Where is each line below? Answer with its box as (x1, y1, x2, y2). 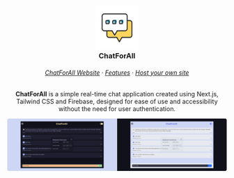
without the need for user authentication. (58, 105, 176, 113)
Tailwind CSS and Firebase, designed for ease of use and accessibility (16, 97, 218, 106)
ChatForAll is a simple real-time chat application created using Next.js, (15, 90, 219, 98)
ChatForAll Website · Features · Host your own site (45, 68, 189, 77)
